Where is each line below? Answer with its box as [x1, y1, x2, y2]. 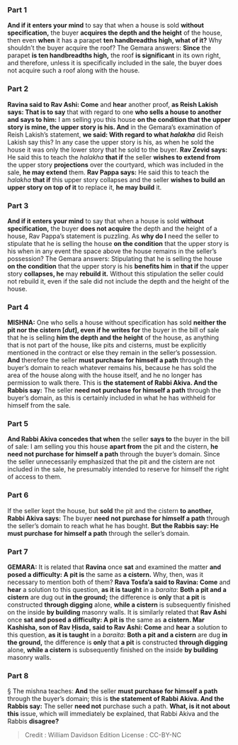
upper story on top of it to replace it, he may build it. [7, 183, 161, 191]
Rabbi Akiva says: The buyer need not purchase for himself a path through [7, 514, 230, 522]
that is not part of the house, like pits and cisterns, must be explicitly [7, 341, 207, 349]
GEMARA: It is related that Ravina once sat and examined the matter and [7, 563, 222, 571]
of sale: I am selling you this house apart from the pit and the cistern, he [7, 442, 218, 451]
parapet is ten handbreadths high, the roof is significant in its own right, [7, 51, 221, 60]
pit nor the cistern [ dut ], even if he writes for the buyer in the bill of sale [7, 326, 220, 335]
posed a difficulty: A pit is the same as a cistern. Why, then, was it [7, 571, 204, 579]
